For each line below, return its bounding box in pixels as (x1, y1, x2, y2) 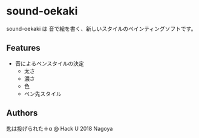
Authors (6, 108, 38, 119)
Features (6, 43, 41, 53)
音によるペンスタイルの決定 (15, 59, 85, 67)
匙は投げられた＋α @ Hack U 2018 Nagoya (6, 125, 113, 132)
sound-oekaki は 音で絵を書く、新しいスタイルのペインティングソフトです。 (6, 25, 197, 32)
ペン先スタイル (24, 90, 62, 97)
